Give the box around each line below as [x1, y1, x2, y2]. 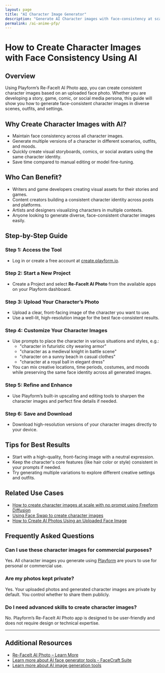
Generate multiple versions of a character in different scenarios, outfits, [12, 138, 157, 144]
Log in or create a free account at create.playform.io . [12, 258, 119, 263]
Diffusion [12, 507, 31, 513]
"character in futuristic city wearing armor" [19, 343, 107, 349]
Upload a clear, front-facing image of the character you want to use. [12, 310, 151, 315]
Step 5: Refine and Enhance [5, 382, 73, 388]
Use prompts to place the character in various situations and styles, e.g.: [12, 338, 160, 344]
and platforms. [12, 202, 42, 207]
